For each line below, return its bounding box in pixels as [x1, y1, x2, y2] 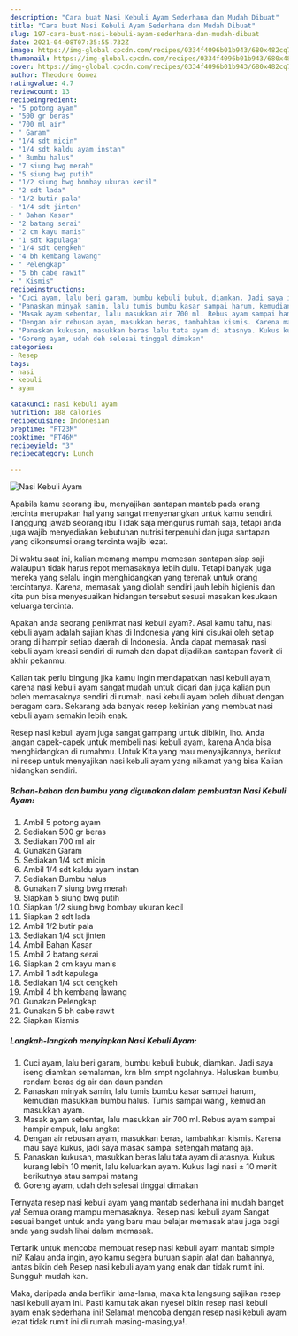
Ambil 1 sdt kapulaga [22, 968, 99, 979]
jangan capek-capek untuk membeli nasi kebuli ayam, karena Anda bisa [10, 737, 271, 747]
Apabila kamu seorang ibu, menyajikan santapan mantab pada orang [10, 498, 260, 510]
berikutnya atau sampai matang [22, 1171, 139, 1182]
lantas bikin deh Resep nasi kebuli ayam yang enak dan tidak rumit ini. [10, 1262, 264, 1272]
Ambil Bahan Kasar [22, 940, 93, 950]
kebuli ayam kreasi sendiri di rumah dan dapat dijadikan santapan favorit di [10, 646, 283, 657]
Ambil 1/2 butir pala [22, 921, 94, 932]
